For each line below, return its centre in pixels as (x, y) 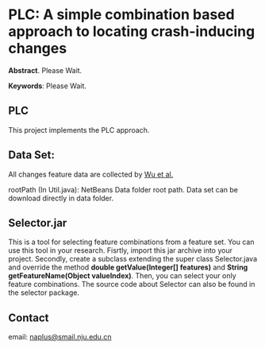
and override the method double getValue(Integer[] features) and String (128, 267)
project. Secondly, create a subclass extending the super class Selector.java (133, 259)
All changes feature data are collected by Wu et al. (91, 174)
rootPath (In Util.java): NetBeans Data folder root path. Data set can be (123, 189)
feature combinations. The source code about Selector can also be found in (132, 285)
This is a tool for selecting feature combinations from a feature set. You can (131, 242)
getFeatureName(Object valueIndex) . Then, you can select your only (122, 276)
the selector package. (44, 293)
